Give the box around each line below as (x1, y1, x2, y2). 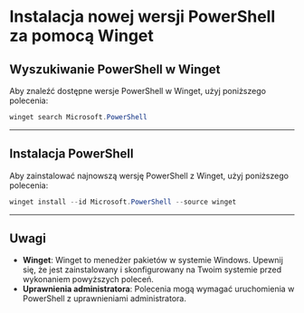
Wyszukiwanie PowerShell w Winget (9, 62, 221, 77)
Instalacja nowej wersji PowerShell (9, 6, 276, 27)
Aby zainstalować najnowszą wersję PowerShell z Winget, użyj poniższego (9, 170, 290, 181)
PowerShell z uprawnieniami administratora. (22, 293, 187, 304)
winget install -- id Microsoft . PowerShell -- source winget (9, 197, 237, 206)
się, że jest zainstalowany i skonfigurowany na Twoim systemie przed (22, 264, 282, 275)
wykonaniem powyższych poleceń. (22, 274, 154, 285)
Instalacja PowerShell (9, 147, 134, 162)
